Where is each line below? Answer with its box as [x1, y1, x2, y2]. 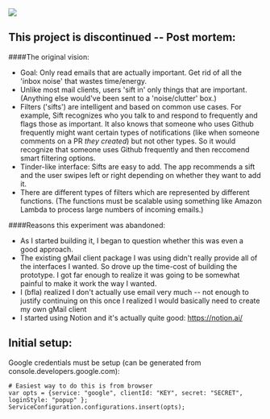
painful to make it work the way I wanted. [19, 278, 157, 288]
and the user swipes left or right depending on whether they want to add [19, 170, 261, 180]
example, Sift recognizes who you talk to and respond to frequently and [19, 110, 258, 120]
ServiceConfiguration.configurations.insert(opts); [8, 403, 185, 411]
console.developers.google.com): [8, 366, 120, 375]
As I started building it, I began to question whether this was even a [19, 235, 244, 245]
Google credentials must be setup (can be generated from [8, 358, 201, 367]
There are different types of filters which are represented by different [19, 187, 250, 197]
